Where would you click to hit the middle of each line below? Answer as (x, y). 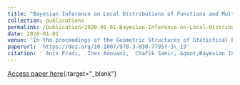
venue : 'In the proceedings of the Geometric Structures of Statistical (118, 40)
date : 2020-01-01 (33, 34)
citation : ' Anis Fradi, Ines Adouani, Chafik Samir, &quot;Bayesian (116, 54)
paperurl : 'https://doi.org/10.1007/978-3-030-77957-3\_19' (99, 47)
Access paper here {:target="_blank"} (62, 73)
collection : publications (46, 21)
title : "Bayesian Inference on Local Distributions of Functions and (113, 14)
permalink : (24, 27)
